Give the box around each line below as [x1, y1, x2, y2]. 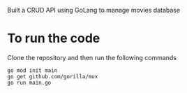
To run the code [7, 31, 100, 46]
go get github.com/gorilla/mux [7, 73, 98, 80]
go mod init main [7, 66, 58, 74]
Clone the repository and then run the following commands [7, 53, 177, 62]
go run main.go [7, 79, 52, 86]
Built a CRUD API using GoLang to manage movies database [7, 6, 180, 14]
